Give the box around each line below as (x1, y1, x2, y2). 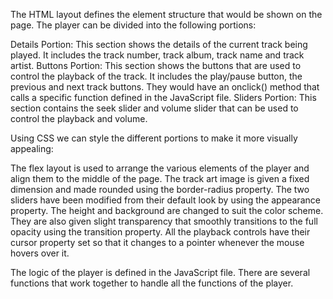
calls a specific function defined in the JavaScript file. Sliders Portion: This (10, 92, 317, 103)
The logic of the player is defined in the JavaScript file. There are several (10, 267, 311, 278)
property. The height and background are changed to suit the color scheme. (10, 205, 324, 216)
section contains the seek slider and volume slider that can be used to (10, 102, 299, 114)
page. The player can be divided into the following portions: (10, 19, 257, 31)
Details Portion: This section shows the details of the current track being (10, 39, 308, 50)
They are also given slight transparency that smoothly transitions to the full (10, 215, 318, 227)
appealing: (10, 143, 54, 154)
